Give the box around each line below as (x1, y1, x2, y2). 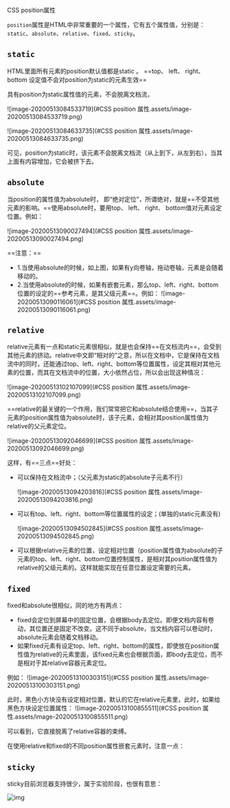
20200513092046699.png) (7, 444, 84, 452)
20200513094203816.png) (16, 496, 93, 504)
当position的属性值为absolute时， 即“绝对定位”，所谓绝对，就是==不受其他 (7, 195, 220, 203)
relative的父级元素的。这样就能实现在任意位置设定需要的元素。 (16, 563, 194, 572)
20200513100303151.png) (7, 681, 80, 690)
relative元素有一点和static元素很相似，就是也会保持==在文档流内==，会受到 (7, 342, 222, 351)
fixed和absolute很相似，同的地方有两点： (7, 601, 124, 610)
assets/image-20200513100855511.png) (14, 712, 128, 721)
